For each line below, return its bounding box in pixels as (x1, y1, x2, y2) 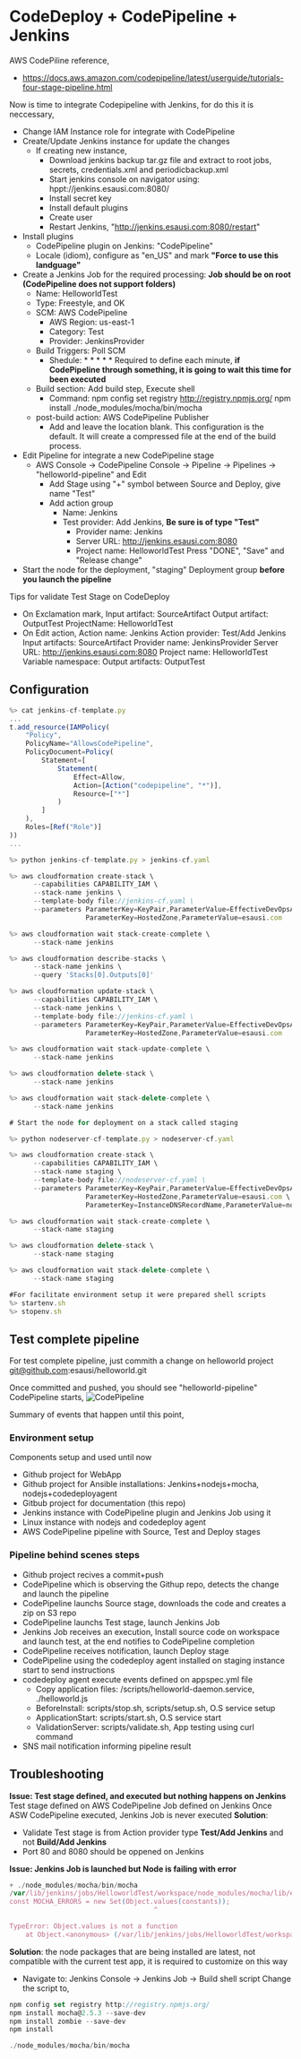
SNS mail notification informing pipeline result (21, 1741, 192, 1752)
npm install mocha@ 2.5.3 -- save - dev (9, 2008, 146, 2018)
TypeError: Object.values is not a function (9, 1922, 178, 1931)
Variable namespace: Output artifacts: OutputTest (21, 656, 206, 667)
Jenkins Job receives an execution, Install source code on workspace (21, 1626, 280, 1637)
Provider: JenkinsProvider (48, 335, 145, 346)
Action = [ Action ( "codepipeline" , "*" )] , (73, 781, 222, 790)
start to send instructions (21, 1665, 116, 1675)
